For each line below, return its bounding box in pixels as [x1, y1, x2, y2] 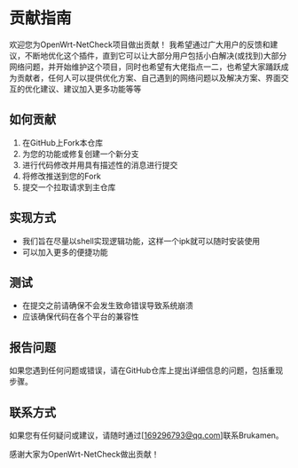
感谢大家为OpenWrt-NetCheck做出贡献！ [9, 449, 160, 459]
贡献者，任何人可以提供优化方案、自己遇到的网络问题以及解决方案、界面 [16, 72, 281, 83]
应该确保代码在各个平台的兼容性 [21, 312, 139, 322]
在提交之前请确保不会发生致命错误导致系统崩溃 [21, 300, 193, 311]
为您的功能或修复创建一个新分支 [21, 148, 139, 159]
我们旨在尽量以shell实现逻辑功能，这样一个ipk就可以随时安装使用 [21, 235, 261, 246]
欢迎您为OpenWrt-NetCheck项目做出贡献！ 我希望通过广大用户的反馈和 [9, 39, 271, 50]
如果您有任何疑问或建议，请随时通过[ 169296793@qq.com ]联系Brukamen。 [9, 430, 284, 440]
